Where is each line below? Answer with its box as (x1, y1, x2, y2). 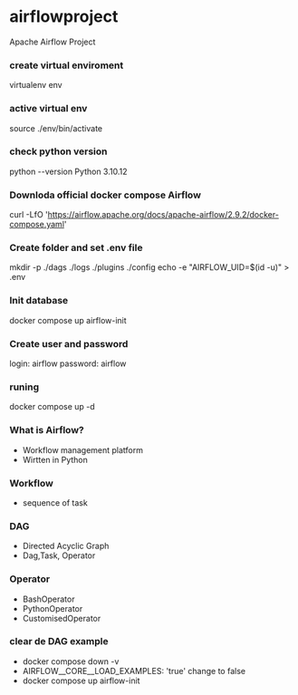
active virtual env (9, 102, 88, 115)
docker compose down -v (22, 655, 120, 667)
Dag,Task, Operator (22, 550, 96, 561)
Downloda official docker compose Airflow (9, 188, 202, 201)
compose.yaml (9, 219, 65, 230)
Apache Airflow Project (9, 36, 96, 47)
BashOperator (22, 594, 75, 604)
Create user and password (9, 337, 129, 350)
